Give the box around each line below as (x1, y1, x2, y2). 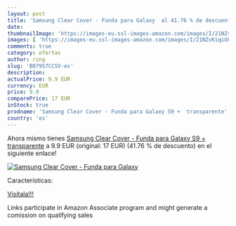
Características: (7, 176, 53, 185)
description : (7, 69, 46, 76)
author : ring (7, 56, 46, 63)
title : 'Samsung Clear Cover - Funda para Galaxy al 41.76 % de (7, 17, 202, 24)
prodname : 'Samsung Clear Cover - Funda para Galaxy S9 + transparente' (7, 108, 228, 115)
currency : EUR (7, 82, 49, 89)
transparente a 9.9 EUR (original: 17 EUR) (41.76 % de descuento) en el (7, 141, 212, 149)
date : (7, 23, 23, 30)
